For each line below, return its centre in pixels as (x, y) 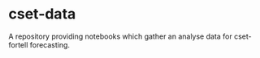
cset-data (42, 14)
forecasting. (50, 44)
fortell (18, 44)
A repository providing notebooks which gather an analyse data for (121, 36)
